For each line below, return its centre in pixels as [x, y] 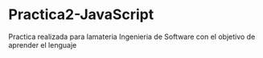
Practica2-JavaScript [81, 15]
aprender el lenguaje [43, 44]
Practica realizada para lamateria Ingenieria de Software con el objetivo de [132, 37]
